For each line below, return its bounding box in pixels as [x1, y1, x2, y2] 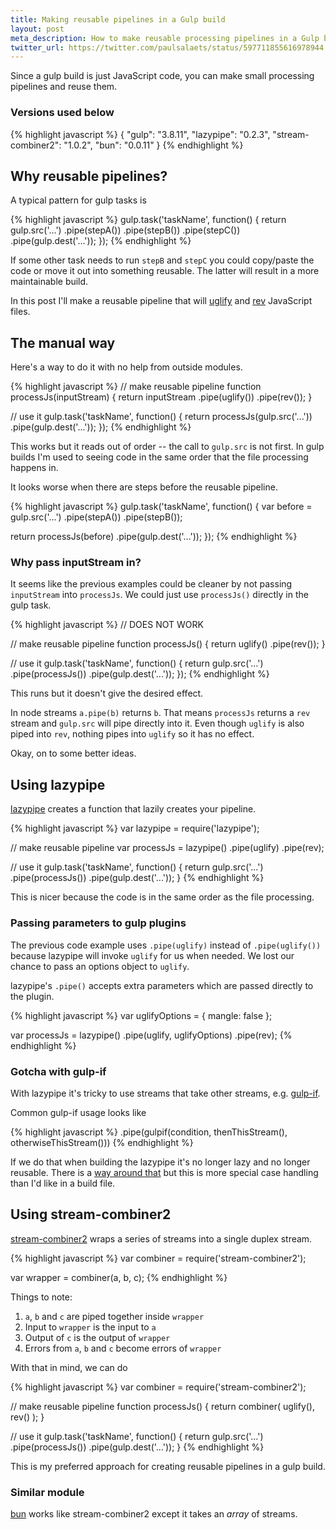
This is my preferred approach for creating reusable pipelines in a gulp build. [10, 1460, 326, 1472]
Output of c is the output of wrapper [24, 1331, 171, 1343]
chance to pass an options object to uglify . [10, 960, 190, 972]
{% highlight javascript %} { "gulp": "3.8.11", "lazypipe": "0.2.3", [10, 128, 271, 140]
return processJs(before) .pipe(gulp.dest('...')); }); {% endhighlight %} [10, 531, 298, 543]
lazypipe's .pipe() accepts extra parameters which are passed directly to [10, 979, 314, 991]
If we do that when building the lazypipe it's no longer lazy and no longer [10, 1156, 311, 1168]
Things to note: [10, 1291, 73, 1303]
